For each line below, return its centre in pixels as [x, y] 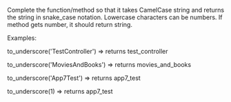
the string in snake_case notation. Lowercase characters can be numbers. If [115, 17]
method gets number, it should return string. [70, 24]
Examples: [22, 38]
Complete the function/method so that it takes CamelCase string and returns [116, 10]
